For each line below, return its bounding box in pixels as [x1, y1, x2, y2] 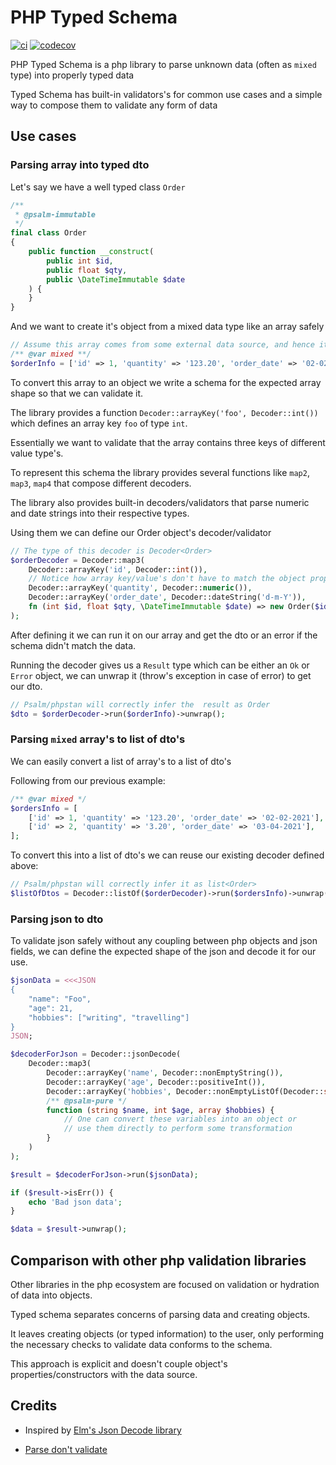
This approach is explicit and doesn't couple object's [10, 1358, 228, 1370]
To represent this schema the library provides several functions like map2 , [10, 466, 310, 478]
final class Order [10, 228, 87, 238]
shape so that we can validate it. [10, 387, 144, 399]
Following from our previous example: [10, 774, 166, 786]
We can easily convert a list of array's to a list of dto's [10, 755, 232, 767]
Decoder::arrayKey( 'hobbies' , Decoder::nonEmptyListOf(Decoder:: [46, 1086, 325, 1096]
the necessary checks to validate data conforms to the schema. [10, 1339, 273, 1351]
